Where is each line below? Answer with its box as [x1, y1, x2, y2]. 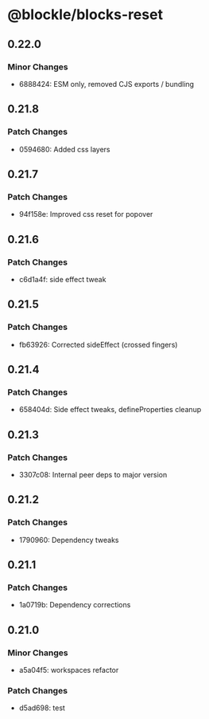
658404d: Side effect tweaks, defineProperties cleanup [18, 405, 202, 415]
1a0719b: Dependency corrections [18, 600, 131, 610]
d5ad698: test [18, 703, 65, 713]
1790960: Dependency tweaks [18, 535, 119, 544]
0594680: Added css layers [18, 144, 110, 154]
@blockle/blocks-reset [7, 6, 164, 24]
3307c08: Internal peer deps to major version [18, 470, 168, 479]
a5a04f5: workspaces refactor [18, 666, 119, 675]
